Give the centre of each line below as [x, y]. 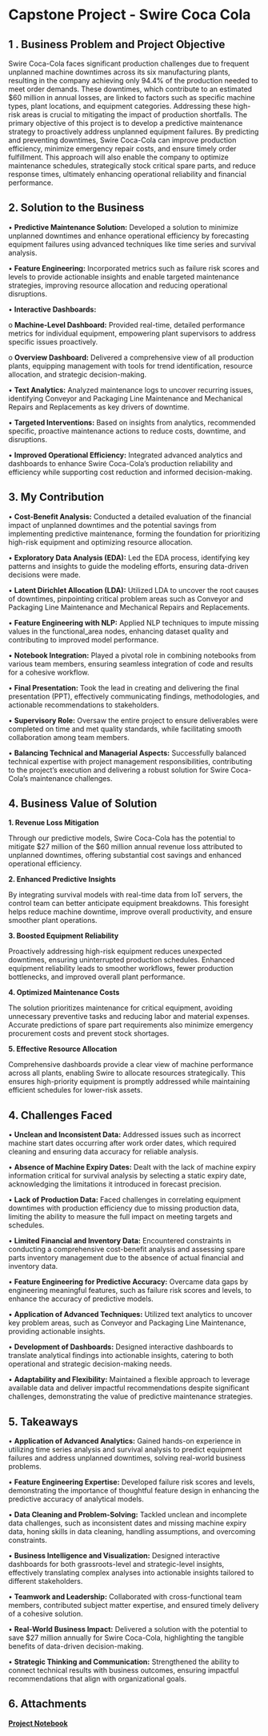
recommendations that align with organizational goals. [98, 1679]
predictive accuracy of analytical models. [76, 1499]
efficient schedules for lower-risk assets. [76, 1090]
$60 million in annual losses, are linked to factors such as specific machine [132, 97]
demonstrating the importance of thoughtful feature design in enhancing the [134, 1491]
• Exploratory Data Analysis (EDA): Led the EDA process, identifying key [129, 558]
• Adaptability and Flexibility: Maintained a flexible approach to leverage [129, 1380]
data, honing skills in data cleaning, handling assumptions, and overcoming [132, 1532]
